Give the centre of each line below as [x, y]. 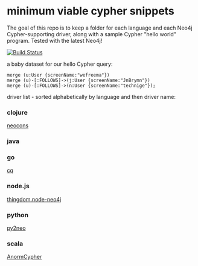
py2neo [16, 228]
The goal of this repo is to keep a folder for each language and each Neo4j [100, 28]
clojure [17, 112]
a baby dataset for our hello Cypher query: [60, 64]
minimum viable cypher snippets [91, 11]
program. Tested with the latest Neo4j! [55, 40]
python [18, 215]
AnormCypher [24, 257]
